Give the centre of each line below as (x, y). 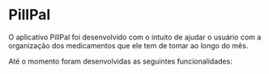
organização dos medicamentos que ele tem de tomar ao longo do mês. (128, 45)
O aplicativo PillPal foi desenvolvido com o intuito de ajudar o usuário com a (135, 37)
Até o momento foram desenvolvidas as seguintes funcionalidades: (120, 61)
